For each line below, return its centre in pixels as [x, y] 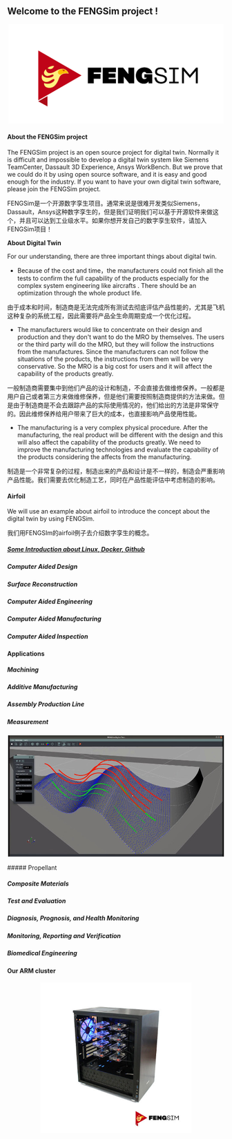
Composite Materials [38, 884]
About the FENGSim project [47, 137]
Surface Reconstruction [42, 584]
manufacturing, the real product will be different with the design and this [120, 435]
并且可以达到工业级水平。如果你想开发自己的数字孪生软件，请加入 [113, 220]
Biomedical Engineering [42, 953]
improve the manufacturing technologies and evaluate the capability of [118, 449]
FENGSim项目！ [30, 229]
